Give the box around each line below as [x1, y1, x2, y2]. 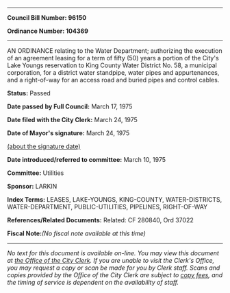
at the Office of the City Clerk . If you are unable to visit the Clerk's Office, [7, 257, 215, 264]
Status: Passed [7, 89, 51, 97]
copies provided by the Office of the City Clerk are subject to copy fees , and [7, 271, 223, 279]
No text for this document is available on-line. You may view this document [7, 249, 219, 257]
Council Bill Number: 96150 [7, 14, 87, 21]
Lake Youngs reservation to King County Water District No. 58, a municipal [7, 61, 217, 69]
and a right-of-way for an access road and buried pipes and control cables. [7, 76, 220, 84]
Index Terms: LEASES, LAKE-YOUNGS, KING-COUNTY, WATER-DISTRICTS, [7, 196, 222, 203]
